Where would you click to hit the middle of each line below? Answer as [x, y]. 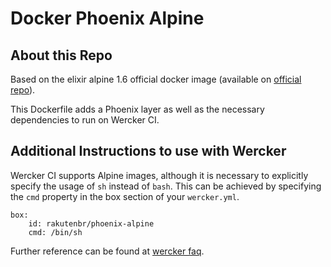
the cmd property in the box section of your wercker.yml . [125, 196]
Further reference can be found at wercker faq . [107, 251]
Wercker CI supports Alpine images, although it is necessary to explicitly [159, 175]
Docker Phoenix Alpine [107, 18]
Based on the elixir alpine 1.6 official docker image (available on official [156, 79]
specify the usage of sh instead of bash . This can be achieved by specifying [166, 186]
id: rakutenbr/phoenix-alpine [91, 223]
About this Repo [61, 55]
